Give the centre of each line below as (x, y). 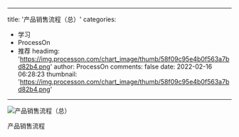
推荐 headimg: (39, 51)
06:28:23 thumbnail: (47, 74)
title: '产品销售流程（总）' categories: (62, 19)
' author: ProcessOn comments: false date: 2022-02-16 (131, 66)
